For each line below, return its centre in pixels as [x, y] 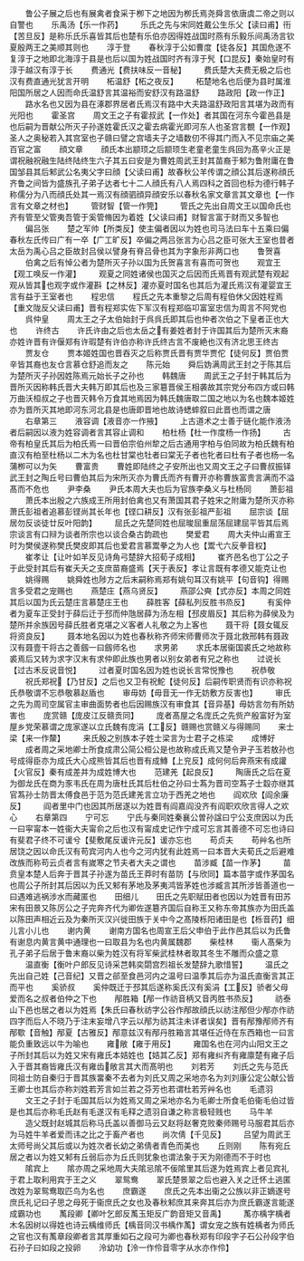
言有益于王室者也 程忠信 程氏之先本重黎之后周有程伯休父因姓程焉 [146, 296]
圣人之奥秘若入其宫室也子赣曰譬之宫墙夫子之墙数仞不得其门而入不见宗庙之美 [152, 138]
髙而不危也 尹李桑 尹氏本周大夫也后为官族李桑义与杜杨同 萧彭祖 [152, 489]
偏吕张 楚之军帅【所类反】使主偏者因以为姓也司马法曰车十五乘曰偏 [157, 228]
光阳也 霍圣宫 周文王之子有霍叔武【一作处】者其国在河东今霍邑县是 [150, 115]
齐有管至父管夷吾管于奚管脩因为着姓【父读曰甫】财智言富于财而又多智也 [144, 217]
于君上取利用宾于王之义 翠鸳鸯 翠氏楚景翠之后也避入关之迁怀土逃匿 [150, 1179]
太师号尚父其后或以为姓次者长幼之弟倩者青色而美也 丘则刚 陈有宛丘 [150, 1145]
